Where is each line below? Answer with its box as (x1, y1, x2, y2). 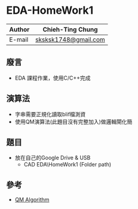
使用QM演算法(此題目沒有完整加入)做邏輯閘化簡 (14, 118, 133, 125)
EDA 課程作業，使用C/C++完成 (14, 74, 91, 81)
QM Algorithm (14, 196, 50, 204)
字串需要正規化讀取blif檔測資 (14, 110, 86, 117)
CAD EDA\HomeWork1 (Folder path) (23, 161, 112, 168)
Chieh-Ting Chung (42, 25, 98, 34)
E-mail (9, 35, 29, 44)
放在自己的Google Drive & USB (14, 154, 91, 162)
